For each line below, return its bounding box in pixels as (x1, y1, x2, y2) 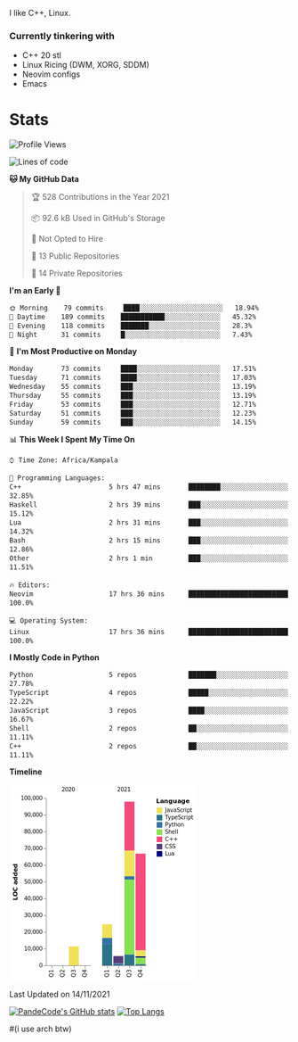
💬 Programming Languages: (9, 474, 105, 483)
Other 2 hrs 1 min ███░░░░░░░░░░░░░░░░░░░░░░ (9, 554, 289, 563)
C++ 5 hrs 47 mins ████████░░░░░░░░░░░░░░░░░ (9, 483, 289, 492)
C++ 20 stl (21, 50, 62, 61)
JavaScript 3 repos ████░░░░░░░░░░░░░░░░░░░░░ (9, 707, 289, 715)
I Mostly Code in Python (9, 652, 100, 663)
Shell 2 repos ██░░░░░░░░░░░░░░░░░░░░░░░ (9, 724, 289, 733)
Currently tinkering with (9, 29, 116, 42)
